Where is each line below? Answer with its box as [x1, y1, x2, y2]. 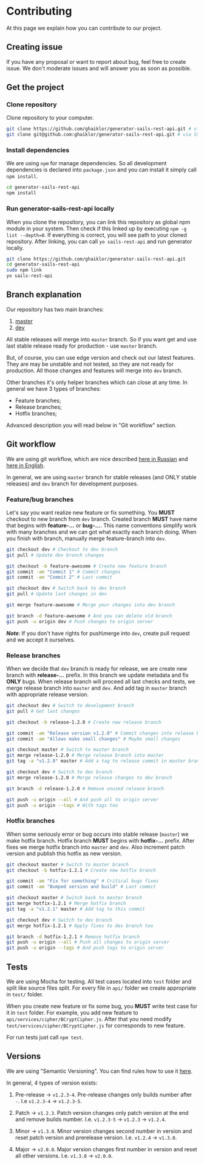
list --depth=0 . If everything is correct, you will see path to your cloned [6, 231, 187, 238]
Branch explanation [6, 290, 82, 300]
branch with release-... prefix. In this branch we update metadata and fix [6, 671, 189, 679]
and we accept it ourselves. [6, 636, 76, 643]
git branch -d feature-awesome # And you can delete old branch [6, 612, 172, 619]
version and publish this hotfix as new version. [6, 849, 123, 857]
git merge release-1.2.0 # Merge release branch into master [6, 752, 165, 759]
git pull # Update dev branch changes [6, 552, 104, 558]
